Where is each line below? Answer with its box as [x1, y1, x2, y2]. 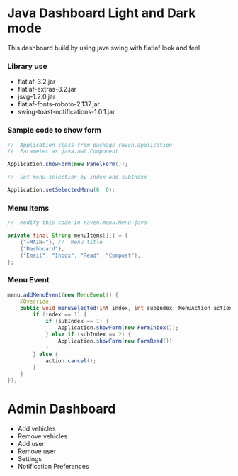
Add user [17, 439, 45, 448]
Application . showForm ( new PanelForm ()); [7, 161, 129, 168]
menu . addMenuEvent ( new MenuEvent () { [7, 291, 119, 299]
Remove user [17, 447, 57, 455]
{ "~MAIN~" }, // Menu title [20, 238, 103, 245]
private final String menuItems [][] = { [7, 232, 129, 239]
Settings [17, 454, 42, 463]
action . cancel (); [45, 357, 97, 365]
